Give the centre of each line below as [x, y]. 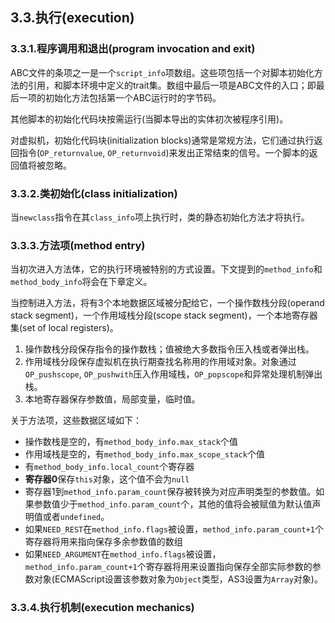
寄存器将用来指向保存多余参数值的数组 [103, 542]
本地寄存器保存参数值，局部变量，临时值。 [112, 399]
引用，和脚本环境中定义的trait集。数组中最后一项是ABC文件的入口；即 [172, 85]
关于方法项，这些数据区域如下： [76, 420]
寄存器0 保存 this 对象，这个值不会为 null [107, 479]
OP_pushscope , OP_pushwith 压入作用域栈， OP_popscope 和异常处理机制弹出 [173, 374]
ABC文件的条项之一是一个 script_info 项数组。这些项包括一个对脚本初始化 [162, 72]
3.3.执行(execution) [72, 18]
